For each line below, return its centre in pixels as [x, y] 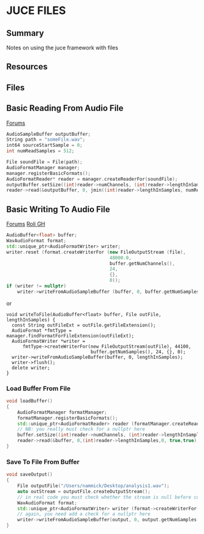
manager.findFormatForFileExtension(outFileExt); [70, 336]
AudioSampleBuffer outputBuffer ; [49, 134]
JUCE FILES [36, 11]
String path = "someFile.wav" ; [46, 140]
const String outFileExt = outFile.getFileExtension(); [84, 325]
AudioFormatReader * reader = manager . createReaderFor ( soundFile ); [92, 179]
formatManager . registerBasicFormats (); [68, 418]
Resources [27, 67]
